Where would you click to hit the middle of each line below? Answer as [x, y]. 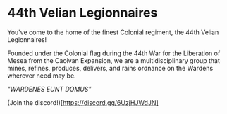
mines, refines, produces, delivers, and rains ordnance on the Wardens [110, 68]
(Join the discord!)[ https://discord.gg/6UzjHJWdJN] [83, 102]
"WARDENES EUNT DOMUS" [49, 89]
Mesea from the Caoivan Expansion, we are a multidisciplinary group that [114, 60]
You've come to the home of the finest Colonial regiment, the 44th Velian [113, 32]
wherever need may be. [42, 76]
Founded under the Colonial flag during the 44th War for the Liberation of [114, 53]
